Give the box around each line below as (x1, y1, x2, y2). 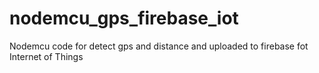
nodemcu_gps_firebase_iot (9, 7, 239, 30)
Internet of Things (9, 50, 84, 62)
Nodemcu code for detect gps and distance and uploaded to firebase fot (9, 40, 309, 52)
